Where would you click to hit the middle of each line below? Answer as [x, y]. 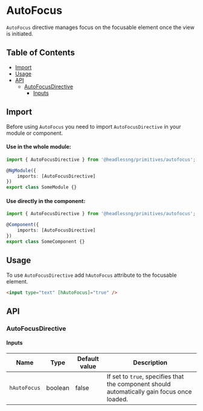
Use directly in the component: [46, 201]
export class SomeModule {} [42, 187]
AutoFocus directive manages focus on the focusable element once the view [100, 27]
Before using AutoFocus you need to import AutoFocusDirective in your [94, 126]
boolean [58, 387]
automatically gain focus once [149, 392]
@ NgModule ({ [21, 170]
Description [150, 362]
